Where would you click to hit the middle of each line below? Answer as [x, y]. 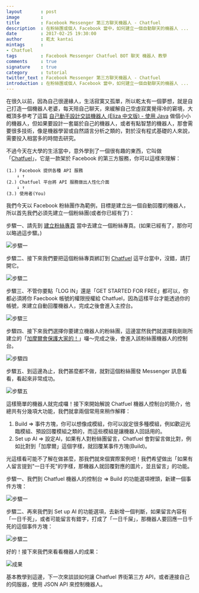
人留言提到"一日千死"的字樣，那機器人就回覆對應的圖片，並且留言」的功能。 [99, 466]
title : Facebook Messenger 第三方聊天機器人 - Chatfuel [84, 23]
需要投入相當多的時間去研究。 [42, 138]
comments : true [32, 61]
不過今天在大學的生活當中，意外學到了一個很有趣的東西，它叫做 [84, 151]
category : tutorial [37, 72]
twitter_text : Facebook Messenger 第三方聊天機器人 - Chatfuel [84, 78]
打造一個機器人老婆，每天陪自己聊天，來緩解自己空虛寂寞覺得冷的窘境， [99, 108]
